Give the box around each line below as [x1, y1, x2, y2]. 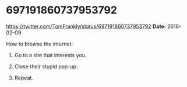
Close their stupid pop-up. [14, 62, 78, 70]
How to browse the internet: [6, 40, 73, 47]
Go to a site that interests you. [14, 51, 87, 58]
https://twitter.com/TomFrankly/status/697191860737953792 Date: [6, 23, 166, 30]
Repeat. [14, 74, 34, 81]
